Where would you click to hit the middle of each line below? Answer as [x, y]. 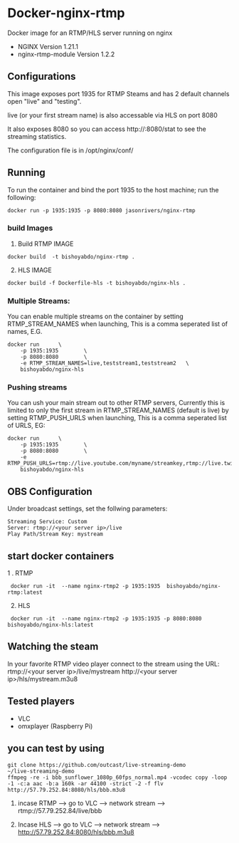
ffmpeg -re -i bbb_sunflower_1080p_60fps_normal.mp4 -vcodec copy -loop [117, 777]
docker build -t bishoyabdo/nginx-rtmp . [71, 257]
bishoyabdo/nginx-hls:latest [51, 625]
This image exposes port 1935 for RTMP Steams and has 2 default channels [118, 93]
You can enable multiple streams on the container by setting [95, 316]
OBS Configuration [50, 492]
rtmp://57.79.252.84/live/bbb [60, 810]
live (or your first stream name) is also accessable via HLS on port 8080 [113, 115]
